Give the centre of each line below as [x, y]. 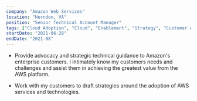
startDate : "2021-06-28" [36, 33]
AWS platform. [32, 74]
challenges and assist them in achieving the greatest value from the [96, 68]
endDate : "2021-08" [30, 39]
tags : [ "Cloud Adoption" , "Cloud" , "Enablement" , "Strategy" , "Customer [97, 28]
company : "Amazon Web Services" [45, 11]
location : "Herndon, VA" [36, 17]
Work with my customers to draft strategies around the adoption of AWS [102, 85]
